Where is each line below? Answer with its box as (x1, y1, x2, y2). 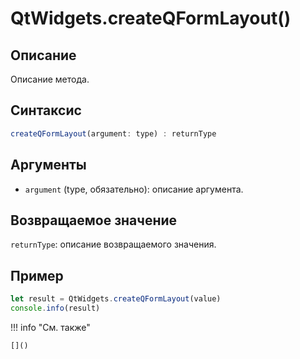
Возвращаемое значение (10, 212, 178, 229)
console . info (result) (10, 303, 101, 313)
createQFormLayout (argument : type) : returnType (10, 128, 217, 139)
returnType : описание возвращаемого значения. (10, 238, 217, 251)
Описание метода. (10, 73, 90, 85)
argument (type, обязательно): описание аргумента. (24, 183, 244, 195)
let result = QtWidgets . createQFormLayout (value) (10, 294, 222, 304)
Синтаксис (10, 102, 82, 119)
